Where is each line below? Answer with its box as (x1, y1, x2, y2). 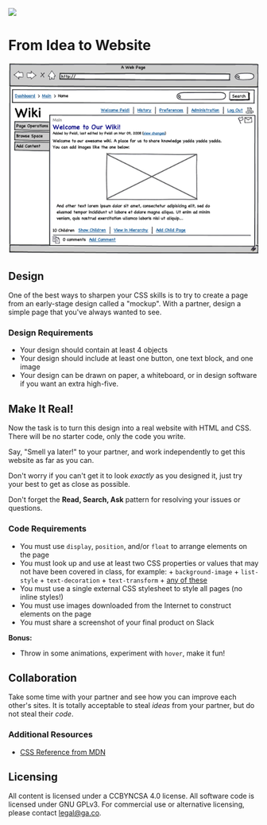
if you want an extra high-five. (19, 379, 119, 389)
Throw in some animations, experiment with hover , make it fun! (19, 648, 225, 658)
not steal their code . (8, 709, 74, 719)
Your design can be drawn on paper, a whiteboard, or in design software (19, 371, 257, 380)
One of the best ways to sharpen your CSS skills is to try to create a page (8, 290, 249, 300)
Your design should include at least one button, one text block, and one (19, 354, 253, 364)
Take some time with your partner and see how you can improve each (8, 692, 237, 702)
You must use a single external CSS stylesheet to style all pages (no (19, 583, 243, 593)
